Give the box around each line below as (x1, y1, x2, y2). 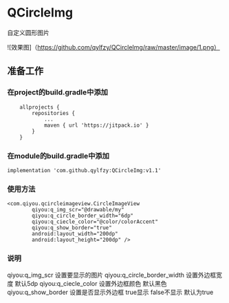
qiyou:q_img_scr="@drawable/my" (32, 207, 125, 213)
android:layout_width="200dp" (32, 231, 118, 238)
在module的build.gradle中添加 (7, 151, 110, 160)
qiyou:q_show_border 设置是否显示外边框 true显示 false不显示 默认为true (7, 288, 214, 296)
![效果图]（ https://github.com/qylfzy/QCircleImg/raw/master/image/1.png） (7, 43, 220, 51)
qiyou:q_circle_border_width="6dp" (32, 212, 134, 220)
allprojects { (19, 103, 60, 111)
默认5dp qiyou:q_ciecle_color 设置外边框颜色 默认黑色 (14, 279, 167, 287)
